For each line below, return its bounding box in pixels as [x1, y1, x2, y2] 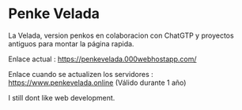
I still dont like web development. [8, 93, 115, 102]
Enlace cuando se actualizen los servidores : [8, 69, 154, 79]
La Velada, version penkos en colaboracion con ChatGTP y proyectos [8, 31, 235, 40]
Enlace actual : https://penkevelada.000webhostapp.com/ [8, 54, 197, 64]
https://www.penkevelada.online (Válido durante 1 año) [8, 78, 187, 87]
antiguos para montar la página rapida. [8, 38, 134, 48]
